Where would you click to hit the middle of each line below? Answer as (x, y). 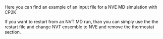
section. (13, 32)
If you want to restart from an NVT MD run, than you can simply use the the (81, 22)
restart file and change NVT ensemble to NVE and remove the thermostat (80, 27)
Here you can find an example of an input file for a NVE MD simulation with (81, 7)
